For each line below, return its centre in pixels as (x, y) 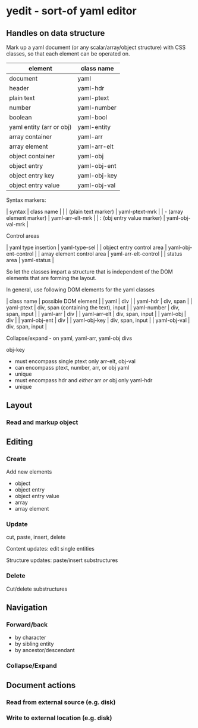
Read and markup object (42, 422)
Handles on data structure (56, 33)
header (19, 88)
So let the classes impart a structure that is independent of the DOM (90, 272)
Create (16, 459)
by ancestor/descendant (45, 650)
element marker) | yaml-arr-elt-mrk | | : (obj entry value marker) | (86, 218)
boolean (21, 117)
